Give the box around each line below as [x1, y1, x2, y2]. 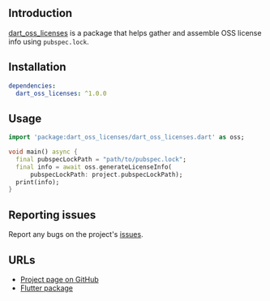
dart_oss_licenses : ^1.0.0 [15, 89, 107, 97]
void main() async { [8, 148, 79, 157]
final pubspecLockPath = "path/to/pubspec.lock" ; [15, 155, 186, 163]
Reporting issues [8, 208, 96, 221]
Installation [8, 60, 66, 74]
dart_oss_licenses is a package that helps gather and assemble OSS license [8, 28, 262, 37]
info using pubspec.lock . [8, 37, 89, 46]
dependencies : [8, 81, 57, 90]
